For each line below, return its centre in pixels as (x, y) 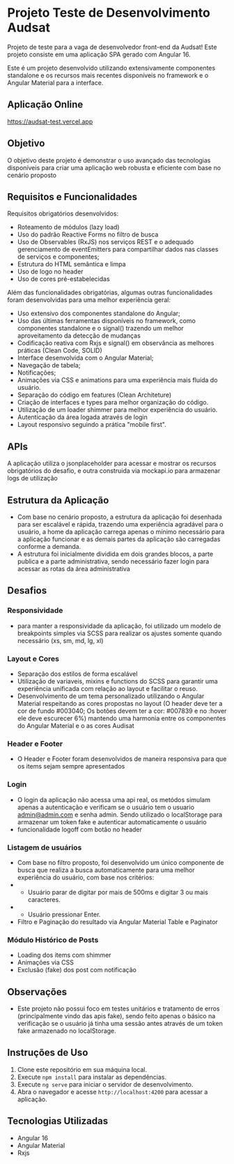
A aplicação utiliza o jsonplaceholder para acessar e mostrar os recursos (112, 463)
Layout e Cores (33, 658)
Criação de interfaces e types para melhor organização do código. (113, 402)
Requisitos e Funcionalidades (72, 197)
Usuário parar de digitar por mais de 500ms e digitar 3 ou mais (118, 892)
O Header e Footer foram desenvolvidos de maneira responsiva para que (122, 759)
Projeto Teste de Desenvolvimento (109, 13)
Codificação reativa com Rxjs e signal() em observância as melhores (116, 343)
